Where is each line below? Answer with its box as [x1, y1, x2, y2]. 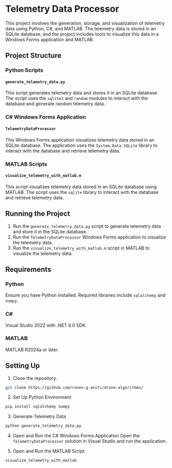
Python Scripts [5, 67, 44, 74]
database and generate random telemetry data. [5, 101, 105, 107]
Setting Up [5, 361, 40, 370]
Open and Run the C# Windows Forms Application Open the [12, 433, 140, 439]
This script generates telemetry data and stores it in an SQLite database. [5, 90, 159, 96]
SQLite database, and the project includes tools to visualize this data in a [5, 31, 159, 37]
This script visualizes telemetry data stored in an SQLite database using [5, 183, 157, 190]
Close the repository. [12, 375, 58, 381]
